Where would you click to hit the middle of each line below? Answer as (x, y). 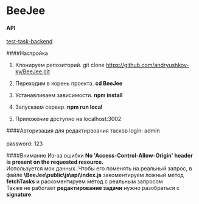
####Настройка (27, 53)
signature (19, 195)
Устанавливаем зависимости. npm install (69, 95)
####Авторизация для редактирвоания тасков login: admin (83, 131)
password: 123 (25, 144)
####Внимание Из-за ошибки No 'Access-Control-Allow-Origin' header (100, 156)
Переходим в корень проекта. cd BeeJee (69, 84)
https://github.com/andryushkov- (148, 65)
